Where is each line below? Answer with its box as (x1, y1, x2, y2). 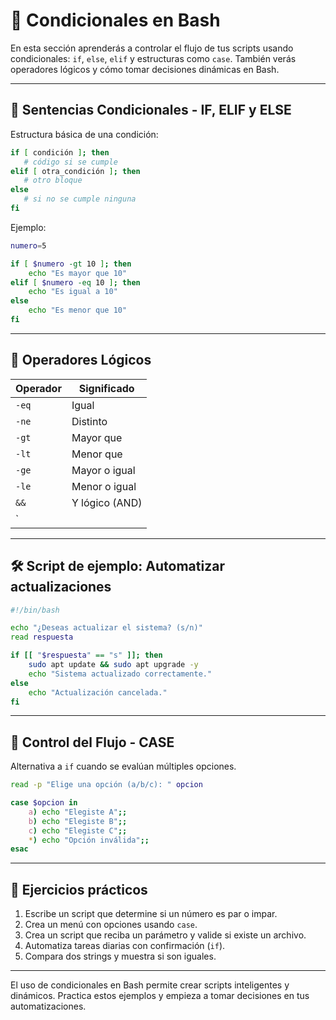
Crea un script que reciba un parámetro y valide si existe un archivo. (24, 929, 307, 941)
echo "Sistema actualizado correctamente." (28, 669, 213, 679)
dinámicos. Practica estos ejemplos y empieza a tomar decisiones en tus (10, 990, 310, 1002)
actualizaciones (10, 579, 112, 596)
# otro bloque (23, 175, 83, 186)
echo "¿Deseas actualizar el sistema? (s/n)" (10, 623, 203, 633)
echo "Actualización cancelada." (28, 687, 168, 698)
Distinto (71, 414, 108, 428)
